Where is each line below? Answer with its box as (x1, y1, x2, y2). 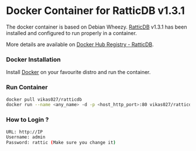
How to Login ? (6, 115, 49, 124)
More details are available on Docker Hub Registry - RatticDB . (6, 41, 154, 48)
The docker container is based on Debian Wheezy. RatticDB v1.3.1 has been (6, 23, 187, 30)
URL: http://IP (6, 129, 43, 135)
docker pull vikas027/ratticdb (6, 96, 82, 103)
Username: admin (6, 134, 45, 141)
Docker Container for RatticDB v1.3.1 (6, 4, 185, 17)
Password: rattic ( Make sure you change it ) (6, 140, 116, 146)
